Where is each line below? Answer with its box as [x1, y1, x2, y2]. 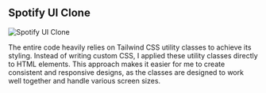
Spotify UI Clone [8, 6, 91, 20]
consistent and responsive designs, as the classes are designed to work [8, 67, 245, 77]
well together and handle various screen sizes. [8, 76, 161, 85]
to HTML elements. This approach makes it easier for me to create [8, 59, 226, 69]
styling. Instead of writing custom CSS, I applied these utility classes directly [8, 50, 258, 60]
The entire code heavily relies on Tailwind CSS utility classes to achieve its [8, 43, 252, 52]
